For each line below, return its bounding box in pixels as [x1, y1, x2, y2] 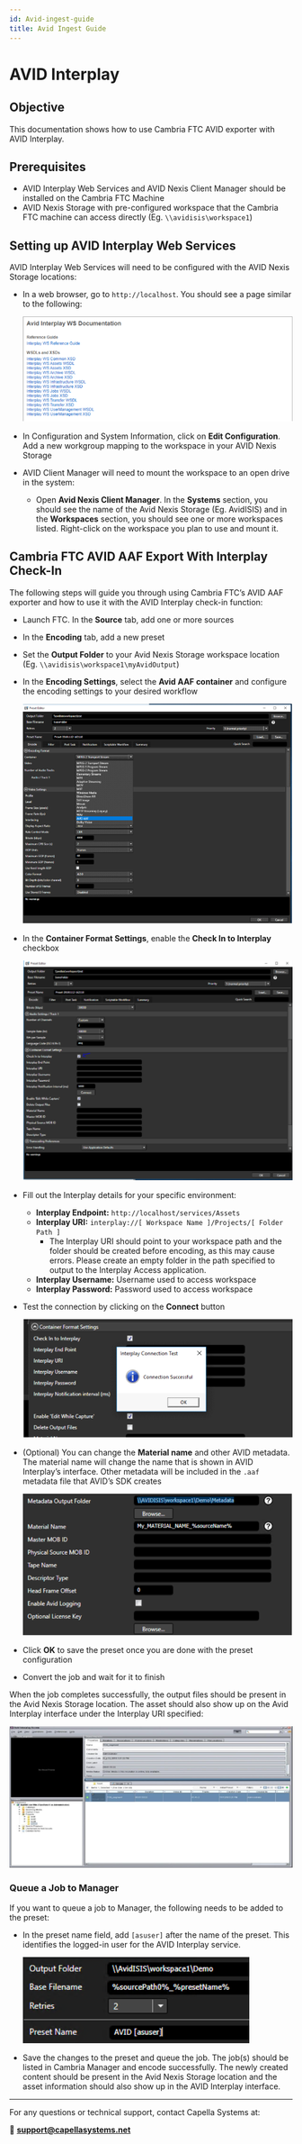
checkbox [22, 942, 60, 953]
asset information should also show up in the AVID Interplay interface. [22, 2081, 281, 2092]
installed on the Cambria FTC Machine [22, 193, 164, 204]
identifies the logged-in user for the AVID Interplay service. [22, 1939, 241, 1949]
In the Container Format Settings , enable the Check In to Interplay [22, 932, 271, 943]
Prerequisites [9, 159, 86, 175]
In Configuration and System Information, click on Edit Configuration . [22, 431, 281, 441]
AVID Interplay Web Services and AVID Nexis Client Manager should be [22, 183, 286, 194]
